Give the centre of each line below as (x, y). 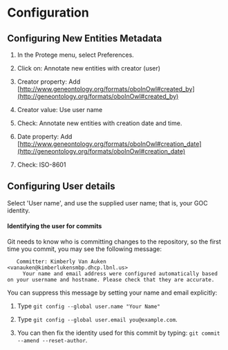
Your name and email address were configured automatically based (120, 274)
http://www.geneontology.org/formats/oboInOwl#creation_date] (111, 144)
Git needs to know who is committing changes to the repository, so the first (114, 242)
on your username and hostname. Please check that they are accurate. (111, 280)
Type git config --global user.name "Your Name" (89, 306)
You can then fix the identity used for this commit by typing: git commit (118, 333)
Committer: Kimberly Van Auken (61, 262)
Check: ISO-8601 (41, 165)
